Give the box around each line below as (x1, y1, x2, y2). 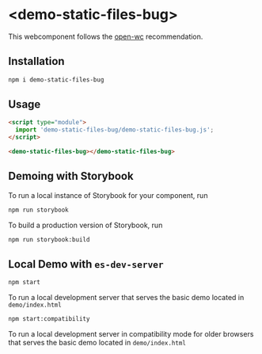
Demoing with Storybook (8, 169, 134, 183)
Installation (8, 55, 65, 68)
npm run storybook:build (8, 235, 90, 243)
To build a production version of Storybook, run (8, 220, 163, 230)
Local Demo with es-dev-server (8, 257, 164, 271)
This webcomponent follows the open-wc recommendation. (8, 32, 203, 41)
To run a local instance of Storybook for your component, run (8, 190, 208, 200)
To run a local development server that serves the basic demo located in (8, 293, 245, 303)
